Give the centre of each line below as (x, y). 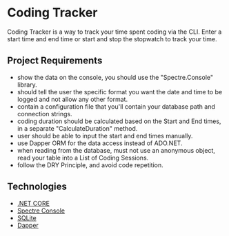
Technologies (37, 187)
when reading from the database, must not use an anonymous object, (116, 150)
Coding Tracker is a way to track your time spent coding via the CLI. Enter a (114, 32)
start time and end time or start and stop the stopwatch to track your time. (112, 39)
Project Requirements (55, 61)
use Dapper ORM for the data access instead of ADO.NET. (100, 143)
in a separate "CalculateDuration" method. (77, 128)
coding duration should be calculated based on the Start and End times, (119, 121)
